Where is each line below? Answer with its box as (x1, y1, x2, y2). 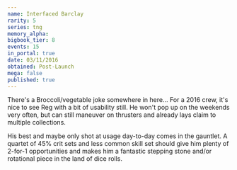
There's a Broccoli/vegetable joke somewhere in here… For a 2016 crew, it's (7, 96, 229, 104)
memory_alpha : (7, 30, 50, 38)
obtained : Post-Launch (7, 63, 74, 70)
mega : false (7, 69, 42, 76)
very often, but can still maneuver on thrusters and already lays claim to (7, 110, 216, 119)
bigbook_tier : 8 (7, 37, 55, 44)
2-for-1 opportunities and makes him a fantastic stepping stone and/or (7, 147, 212, 156)
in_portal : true (7, 50, 55, 57)
